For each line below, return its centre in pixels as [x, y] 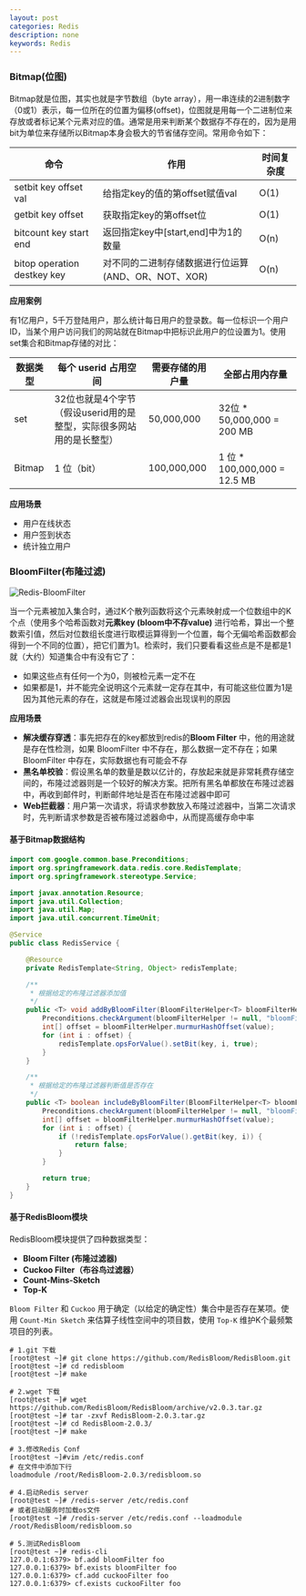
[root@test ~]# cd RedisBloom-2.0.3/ [81, 1423]
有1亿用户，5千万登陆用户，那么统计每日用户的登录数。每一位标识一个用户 [149, 320]
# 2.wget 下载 [35, 1391]
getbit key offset [49, 214]
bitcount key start [51, 232]
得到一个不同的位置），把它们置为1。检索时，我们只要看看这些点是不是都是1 [150, 645]
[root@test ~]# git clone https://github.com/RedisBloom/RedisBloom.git [150, 1358]
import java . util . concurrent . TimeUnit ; [85, 918]
